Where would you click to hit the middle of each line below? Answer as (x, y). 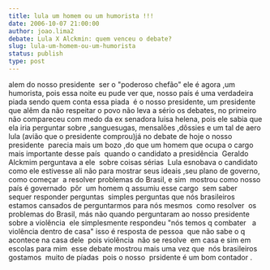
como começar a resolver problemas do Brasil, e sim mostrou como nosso (135, 179)
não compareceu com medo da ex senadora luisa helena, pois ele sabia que (135, 119)
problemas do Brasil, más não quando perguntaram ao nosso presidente (129, 214)
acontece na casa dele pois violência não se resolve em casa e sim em (130, 240)
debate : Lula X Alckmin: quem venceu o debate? (90, 39)
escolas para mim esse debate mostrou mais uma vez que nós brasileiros (133, 248)
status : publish (36, 54)
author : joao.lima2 (41, 31)
